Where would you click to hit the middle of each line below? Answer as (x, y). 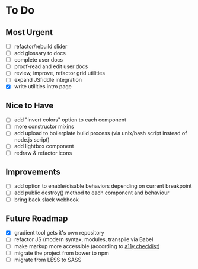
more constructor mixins (44, 127)
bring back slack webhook (47, 200)
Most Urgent (29, 32)
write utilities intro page (43, 87)
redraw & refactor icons (43, 153)
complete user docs (39, 60)
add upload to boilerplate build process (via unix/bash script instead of (100, 133)
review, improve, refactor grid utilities (59, 73)
